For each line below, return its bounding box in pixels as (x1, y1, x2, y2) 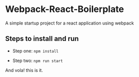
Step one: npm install (12, 47, 59, 53)
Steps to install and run (5, 34, 79, 43)
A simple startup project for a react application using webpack (5, 20, 134, 26)
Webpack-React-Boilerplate (5, 3, 124, 15)
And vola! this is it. (5, 67, 43, 73)
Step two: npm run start (12, 57, 63, 63)
